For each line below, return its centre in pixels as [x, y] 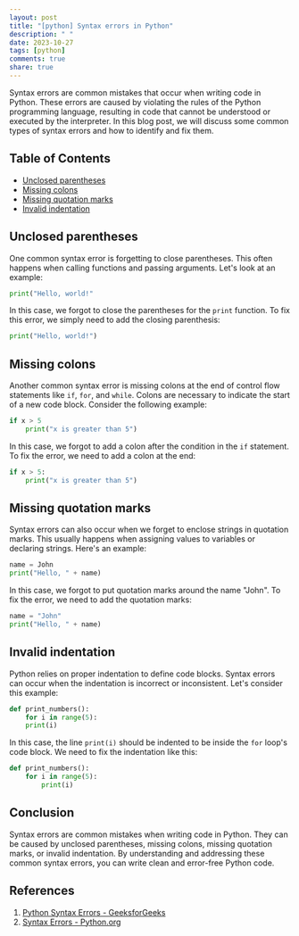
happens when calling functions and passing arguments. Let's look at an [142, 268]
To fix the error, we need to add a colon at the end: [103, 455]
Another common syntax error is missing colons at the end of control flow [145, 385]
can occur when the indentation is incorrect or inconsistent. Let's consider [146, 683]
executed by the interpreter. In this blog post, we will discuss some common [149, 120]
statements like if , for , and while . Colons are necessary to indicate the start [149, 395]
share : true [31, 68]
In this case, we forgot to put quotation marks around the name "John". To [145, 591]
